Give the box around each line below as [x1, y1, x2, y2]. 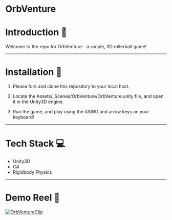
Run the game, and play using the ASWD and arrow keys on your [12, 109, 149, 115]
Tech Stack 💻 [5, 138, 66, 149]
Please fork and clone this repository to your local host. [12, 83, 130, 90]
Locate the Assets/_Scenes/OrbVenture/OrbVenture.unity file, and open [12, 93, 164, 99]
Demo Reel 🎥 [5, 192, 60, 204]
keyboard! [12, 114, 34, 121]
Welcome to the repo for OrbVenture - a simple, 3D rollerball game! [5, 44, 147, 50]
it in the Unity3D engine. [12, 98, 64, 105]
